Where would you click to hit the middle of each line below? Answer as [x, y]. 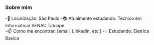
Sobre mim [19, 7]
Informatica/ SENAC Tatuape [35, 26]
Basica [12, 38]
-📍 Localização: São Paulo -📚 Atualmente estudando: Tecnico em [73, 18]
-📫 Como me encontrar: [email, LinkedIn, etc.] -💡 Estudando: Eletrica [77, 31]
